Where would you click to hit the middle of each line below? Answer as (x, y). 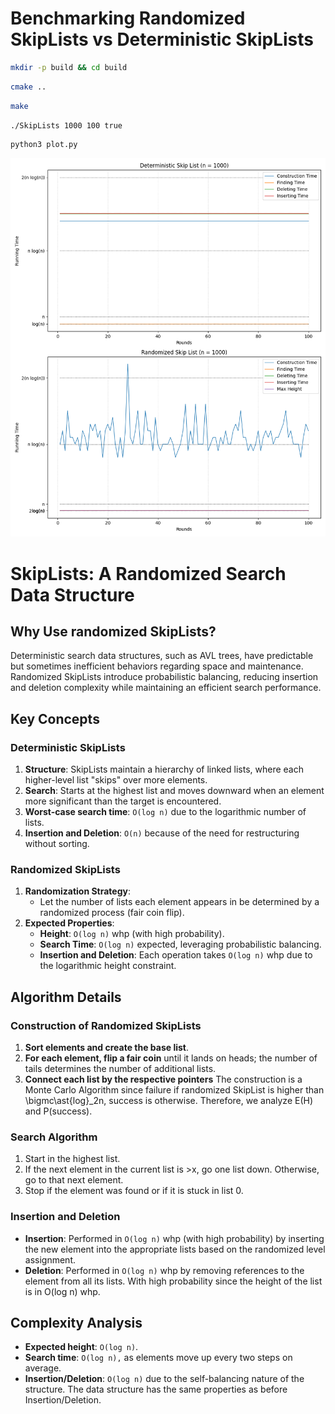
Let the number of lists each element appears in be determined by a (179, 902)
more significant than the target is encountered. (123, 801)
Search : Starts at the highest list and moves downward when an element (174, 791)
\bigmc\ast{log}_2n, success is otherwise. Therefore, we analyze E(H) (169, 1101)
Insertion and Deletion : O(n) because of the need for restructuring (162, 833)
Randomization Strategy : (78, 891)
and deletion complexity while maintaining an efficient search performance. (166, 688)
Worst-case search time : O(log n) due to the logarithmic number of (165, 812)
